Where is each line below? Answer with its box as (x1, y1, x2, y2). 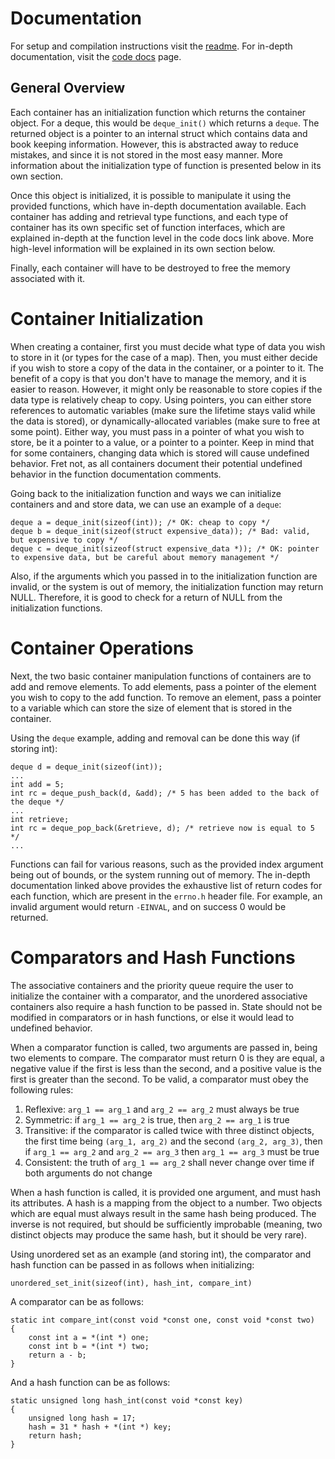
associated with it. (10, 272, 86, 284)
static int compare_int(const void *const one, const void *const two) (10, 1315, 315, 1325)
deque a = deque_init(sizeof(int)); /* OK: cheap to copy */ (10, 517, 271, 527)
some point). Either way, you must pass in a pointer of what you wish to (10, 425, 305, 437)
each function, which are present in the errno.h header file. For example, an (10, 890, 323, 902)
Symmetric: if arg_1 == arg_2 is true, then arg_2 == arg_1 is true (24, 1113, 290, 1126)
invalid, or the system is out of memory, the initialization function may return (10, 580, 324, 592)
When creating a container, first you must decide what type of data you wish (10, 340, 326, 352)
